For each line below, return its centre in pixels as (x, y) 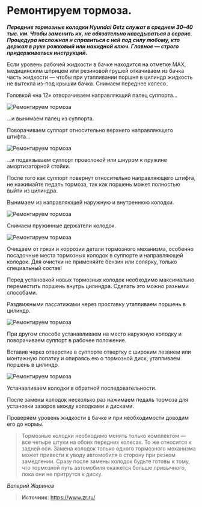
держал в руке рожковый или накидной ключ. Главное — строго (93, 46)
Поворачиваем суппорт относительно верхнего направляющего (90, 130)
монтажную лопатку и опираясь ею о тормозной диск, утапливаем (94, 358)
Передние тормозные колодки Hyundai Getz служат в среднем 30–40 (100, 27)
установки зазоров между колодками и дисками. (71, 406)
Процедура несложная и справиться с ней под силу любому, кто (93, 40)
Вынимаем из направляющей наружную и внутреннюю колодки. (90, 202)
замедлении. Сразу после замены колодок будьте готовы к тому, (106, 461)
